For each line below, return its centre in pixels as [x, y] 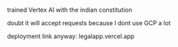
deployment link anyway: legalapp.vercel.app [71, 36]
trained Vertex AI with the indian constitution [69, 10]
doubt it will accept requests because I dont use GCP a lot [89, 23]
